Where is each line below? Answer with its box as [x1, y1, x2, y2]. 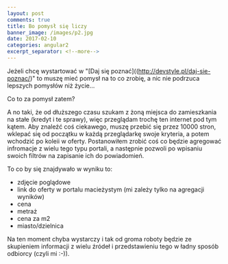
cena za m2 [16, 214, 51, 222]
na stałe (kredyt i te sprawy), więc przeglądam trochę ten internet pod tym [7, 115, 217, 123]
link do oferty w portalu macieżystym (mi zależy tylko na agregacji [16, 185, 205, 194]
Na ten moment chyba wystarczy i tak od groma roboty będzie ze [7, 235, 192, 243]
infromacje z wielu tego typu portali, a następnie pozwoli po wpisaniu [7, 144, 203, 153]
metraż [16, 207, 38, 215]
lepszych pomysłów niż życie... [7, 81, 95, 90]
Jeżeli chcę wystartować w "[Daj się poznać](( [7, 66, 139, 75]
